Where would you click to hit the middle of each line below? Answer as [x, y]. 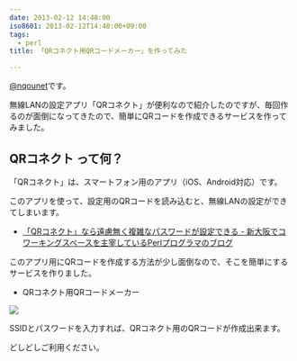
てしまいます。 [37, 212]
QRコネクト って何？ [67, 158]
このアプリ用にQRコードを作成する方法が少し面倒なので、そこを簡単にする [149, 261]
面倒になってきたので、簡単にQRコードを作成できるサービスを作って [160, 116]
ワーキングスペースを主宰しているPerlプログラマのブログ [128, 242]
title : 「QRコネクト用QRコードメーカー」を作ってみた [98, 51]
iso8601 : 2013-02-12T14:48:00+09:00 [78, 26]
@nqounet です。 [40, 86]
